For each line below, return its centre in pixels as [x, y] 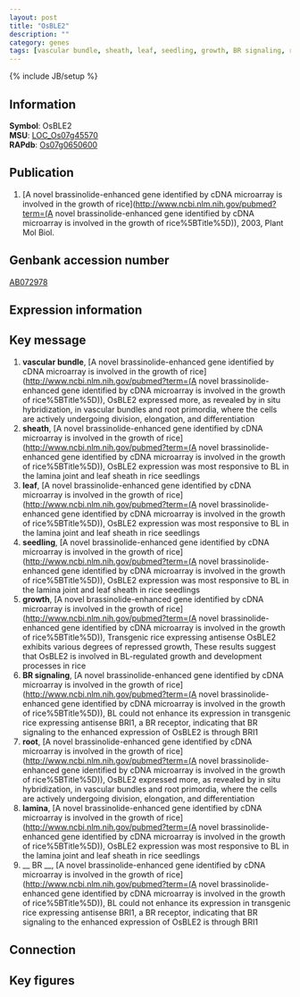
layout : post [33, 17]
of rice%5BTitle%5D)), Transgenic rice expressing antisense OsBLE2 [149, 637]
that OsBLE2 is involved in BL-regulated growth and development [142, 656]
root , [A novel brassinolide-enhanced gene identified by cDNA [137, 741]
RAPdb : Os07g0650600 [54, 145]
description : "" [39, 34]
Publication [42, 173]
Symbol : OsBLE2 [41, 125]
